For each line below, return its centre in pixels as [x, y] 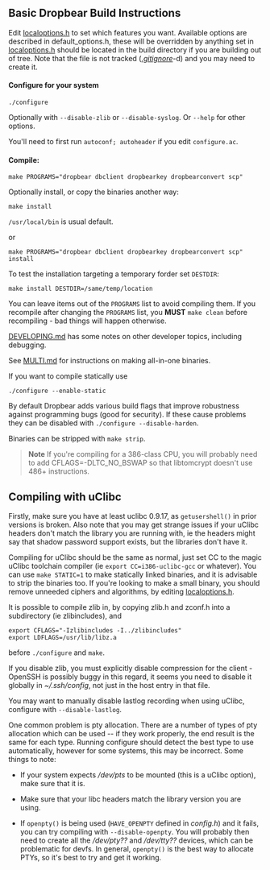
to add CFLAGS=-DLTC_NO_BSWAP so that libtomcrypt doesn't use [140, 463]
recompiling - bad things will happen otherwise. [87, 321]
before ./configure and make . [57, 652]
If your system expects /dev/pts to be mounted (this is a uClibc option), [138, 775]
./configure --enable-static [57, 391]
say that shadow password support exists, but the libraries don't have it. [128, 542]
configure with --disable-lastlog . [65, 710]
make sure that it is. [53, 784]
